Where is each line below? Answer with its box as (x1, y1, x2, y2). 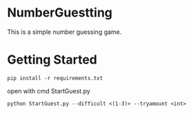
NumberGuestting (7, 5, 112, 21)
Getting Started (7, 52, 98, 68)
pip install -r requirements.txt (7, 75, 103, 82)
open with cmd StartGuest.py (7, 86, 91, 95)
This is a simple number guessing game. (7, 28, 122, 36)
